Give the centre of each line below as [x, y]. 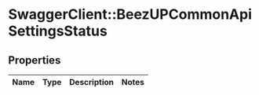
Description [91, 82]
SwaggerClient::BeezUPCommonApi [130, 15]
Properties [35, 60]
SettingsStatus [58, 31]
